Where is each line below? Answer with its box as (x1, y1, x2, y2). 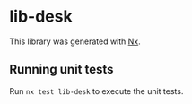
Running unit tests (9, 62, 114, 77)
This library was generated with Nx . (9, 36, 141, 47)
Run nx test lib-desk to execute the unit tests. (9, 85, 184, 96)
